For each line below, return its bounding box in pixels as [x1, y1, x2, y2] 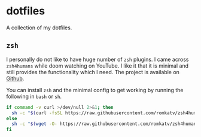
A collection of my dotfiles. [6, 24, 72, 31]
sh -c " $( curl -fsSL [11, 109, 63, 116]
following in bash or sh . [6, 93, 62, 100]
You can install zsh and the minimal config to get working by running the [6, 86, 184, 93]
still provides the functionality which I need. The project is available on [6, 68, 179, 75]
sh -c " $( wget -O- [11, 121, 58, 127]
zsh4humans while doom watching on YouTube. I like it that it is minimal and [6, 62, 189, 69]
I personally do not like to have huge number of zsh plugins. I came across [6, 56, 189, 63]
